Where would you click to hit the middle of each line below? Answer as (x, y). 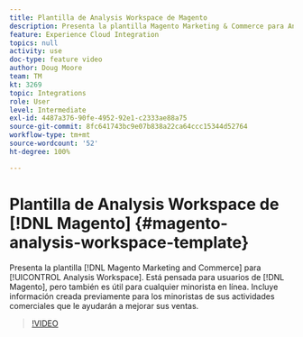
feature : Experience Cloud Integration (84, 34)
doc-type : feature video (56, 59)
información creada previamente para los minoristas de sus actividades (142, 296)
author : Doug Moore (46, 68)
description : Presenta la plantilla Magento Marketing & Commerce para (147, 26)
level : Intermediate (48, 110)
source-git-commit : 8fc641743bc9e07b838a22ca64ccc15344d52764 (129, 127)
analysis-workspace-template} (129, 242)
